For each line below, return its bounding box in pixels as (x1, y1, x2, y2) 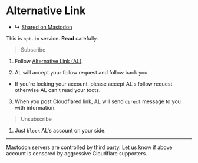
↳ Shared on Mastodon (14, 23, 72, 30)
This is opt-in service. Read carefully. (6, 35, 98, 42)
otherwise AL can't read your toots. (14, 86, 101, 93)
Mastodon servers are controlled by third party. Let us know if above (6, 144, 173, 151)
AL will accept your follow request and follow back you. (14, 69, 149, 76)
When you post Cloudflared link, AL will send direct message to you (14, 98, 181, 105)
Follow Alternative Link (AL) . (14, 57, 84, 64)
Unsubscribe (20, 116, 52, 123)
